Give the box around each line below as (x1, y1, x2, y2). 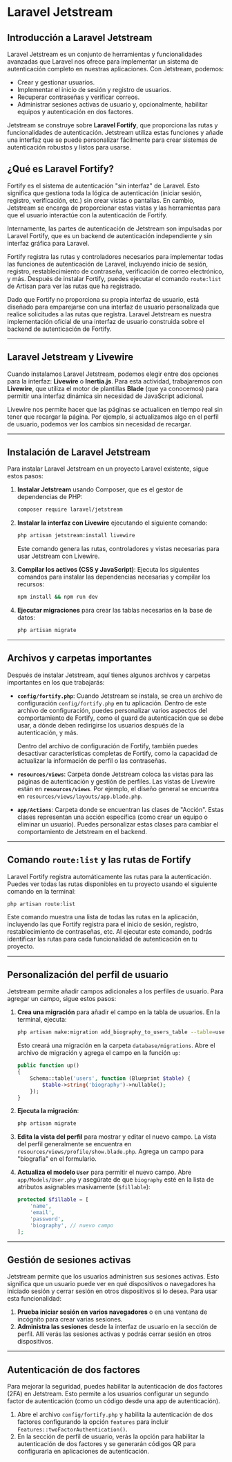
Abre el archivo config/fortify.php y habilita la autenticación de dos (17, 1410, 213, 1419)
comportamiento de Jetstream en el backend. (17, 827, 147, 836)
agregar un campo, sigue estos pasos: (7, 995, 117, 1003)
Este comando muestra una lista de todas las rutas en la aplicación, (7, 913, 199, 921)
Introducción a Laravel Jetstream (7, 32, 153, 44)
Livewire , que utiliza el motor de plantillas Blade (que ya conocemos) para (7, 384, 219, 392)
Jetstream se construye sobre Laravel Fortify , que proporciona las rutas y (7, 121, 218, 129)
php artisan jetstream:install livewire (17, 532, 135, 539)
